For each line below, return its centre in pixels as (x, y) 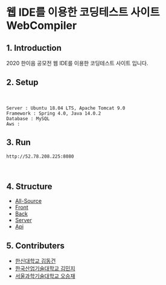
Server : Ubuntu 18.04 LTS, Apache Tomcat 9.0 (66, 108)
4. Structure (29, 187)
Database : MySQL (28, 118)
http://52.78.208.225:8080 (40, 156)
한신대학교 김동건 (35, 261)
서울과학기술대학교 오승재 (45, 276)
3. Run (19, 142)
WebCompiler (42, 26)
